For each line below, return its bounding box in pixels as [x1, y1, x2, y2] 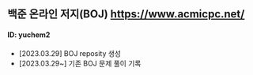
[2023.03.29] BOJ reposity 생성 [18, 48, 122, 58]
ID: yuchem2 [7, 30, 51, 39]
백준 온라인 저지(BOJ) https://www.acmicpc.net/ [7, 7, 245, 21]
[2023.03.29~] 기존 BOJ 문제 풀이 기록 [18, 58, 142, 68]
